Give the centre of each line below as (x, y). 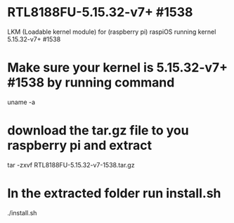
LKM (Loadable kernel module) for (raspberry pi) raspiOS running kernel (112, 32)
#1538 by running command (91, 83)
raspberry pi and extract (80, 146)
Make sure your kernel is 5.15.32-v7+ (118, 68)
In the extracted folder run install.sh (114, 193)
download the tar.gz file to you (98, 130)
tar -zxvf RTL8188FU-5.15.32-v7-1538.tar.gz (71, 165)
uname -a (21, 102)
